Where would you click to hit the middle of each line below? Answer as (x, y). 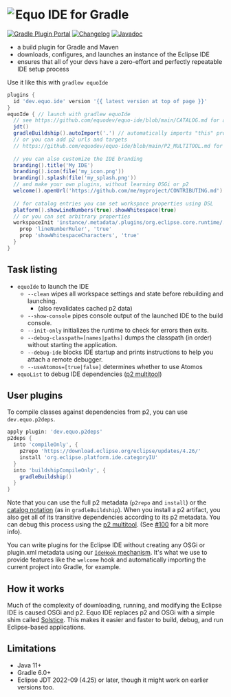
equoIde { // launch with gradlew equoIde (69, 114)
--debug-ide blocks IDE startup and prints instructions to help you (120, 352)
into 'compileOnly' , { (46, 445)
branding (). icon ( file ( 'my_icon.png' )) (69, 172)
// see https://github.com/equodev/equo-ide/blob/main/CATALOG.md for (117, 120)
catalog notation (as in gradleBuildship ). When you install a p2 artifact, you (114, 510)
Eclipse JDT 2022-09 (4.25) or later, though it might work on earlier (112, 680)
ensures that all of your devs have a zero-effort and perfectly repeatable (120, 61)
